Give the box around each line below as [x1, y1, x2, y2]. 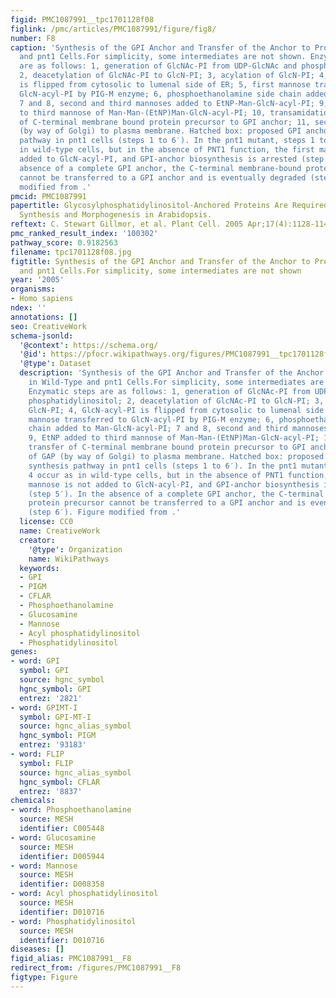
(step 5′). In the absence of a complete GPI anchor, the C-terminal [28, 489, 325, 499]
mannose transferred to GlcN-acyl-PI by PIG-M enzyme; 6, [28, 414, 275, 425]
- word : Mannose [10, 861, 78, 871]
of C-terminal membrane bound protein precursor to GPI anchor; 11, [19, 117, 311, 127]
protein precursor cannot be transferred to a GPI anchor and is [28, 498, 307, 508]
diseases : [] [10, 944, 65, 955]
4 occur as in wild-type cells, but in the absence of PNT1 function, [28, 470, 329, 480]
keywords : [19, 563, 60, 573]
